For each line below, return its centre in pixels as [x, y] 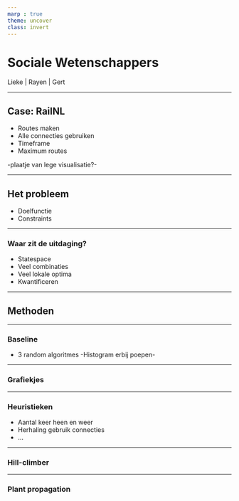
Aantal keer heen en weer [55, 422]
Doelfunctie [34, 211]
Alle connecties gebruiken [56, 136]
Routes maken [39, 128]
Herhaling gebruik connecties [61, 429]
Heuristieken [30, 406]
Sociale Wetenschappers [83, 62]
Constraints [34, 218]
